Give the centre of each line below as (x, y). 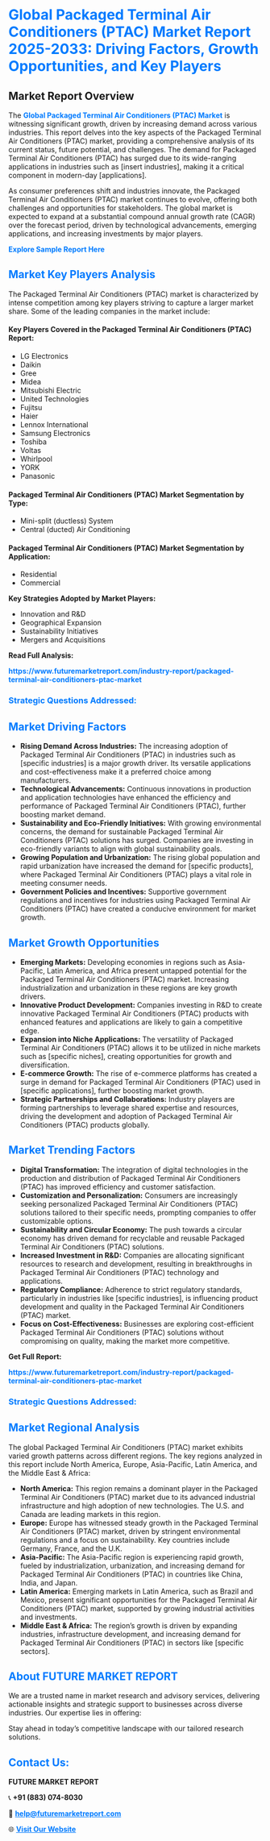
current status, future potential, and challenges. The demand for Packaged (132, 150)
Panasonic (37, 476)
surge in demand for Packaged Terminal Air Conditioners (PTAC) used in (140, 1082)
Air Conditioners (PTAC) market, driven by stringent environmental (130, 1531)
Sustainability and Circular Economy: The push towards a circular (131, 1229)
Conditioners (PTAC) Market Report (130, 32)
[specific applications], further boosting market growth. (112, 1091)
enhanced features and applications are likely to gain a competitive (131, 1022)
